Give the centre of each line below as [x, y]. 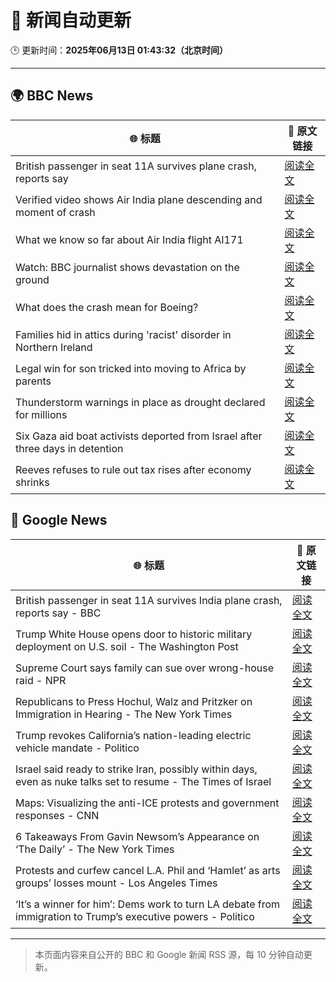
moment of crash [55, 212]
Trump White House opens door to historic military [134, 634]
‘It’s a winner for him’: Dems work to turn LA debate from [148, 904]
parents [33, 381]
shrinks [32, 482]
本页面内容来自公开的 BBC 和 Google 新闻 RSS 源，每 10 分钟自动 [169, 954]
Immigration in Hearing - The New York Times [124, 714]
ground [32, 279]
